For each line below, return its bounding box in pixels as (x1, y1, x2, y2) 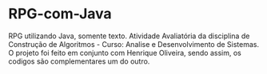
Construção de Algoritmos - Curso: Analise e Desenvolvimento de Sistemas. (8, 39, 260, 49)
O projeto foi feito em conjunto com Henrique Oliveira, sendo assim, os (8, 48, 242, 57)
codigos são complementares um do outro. (8, 56, 150, 66)
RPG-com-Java (8, 5, 112, 23)
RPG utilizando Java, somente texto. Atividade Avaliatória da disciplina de (8, 31, 250, 41)
